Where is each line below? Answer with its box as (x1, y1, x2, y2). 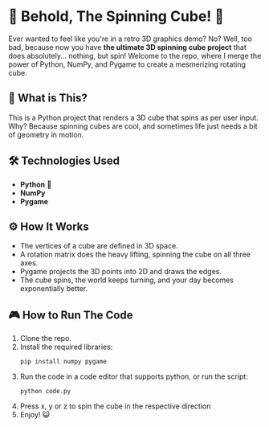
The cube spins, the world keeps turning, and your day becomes (19, 275, 234, 285)
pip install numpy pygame (19, 358, 107, 366)
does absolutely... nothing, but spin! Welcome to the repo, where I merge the (8, 51, 262, 60)
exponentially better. (19, 284, 88, 294)
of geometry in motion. (8, 129, 84, 139)
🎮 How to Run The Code (8, 308, 133, 322)
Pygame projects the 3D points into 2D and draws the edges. (19, 267, 222, 277)
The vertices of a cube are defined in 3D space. (19, 241, 178, 251)
